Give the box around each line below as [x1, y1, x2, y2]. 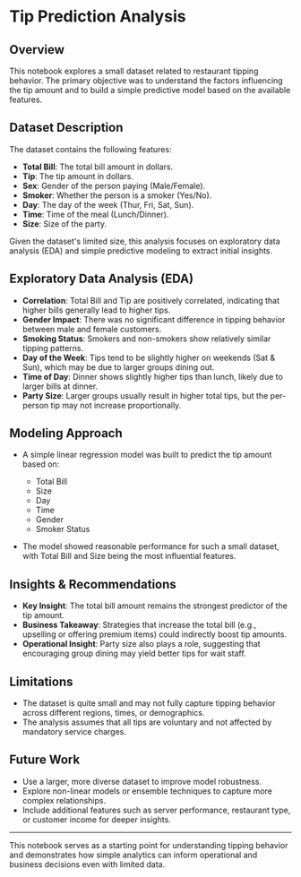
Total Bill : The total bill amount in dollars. [21, 161, 173, 172]
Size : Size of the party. [21, 218, 107, 229]
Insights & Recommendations [9, 576, 176, 592]
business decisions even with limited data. [9, 858, 166, 870]
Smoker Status [35, 524, 90, 535]
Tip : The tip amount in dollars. [21, 170, 134, 181]
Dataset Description [9, 120, 124, 135]
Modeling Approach [9, 426, 123, 441]
